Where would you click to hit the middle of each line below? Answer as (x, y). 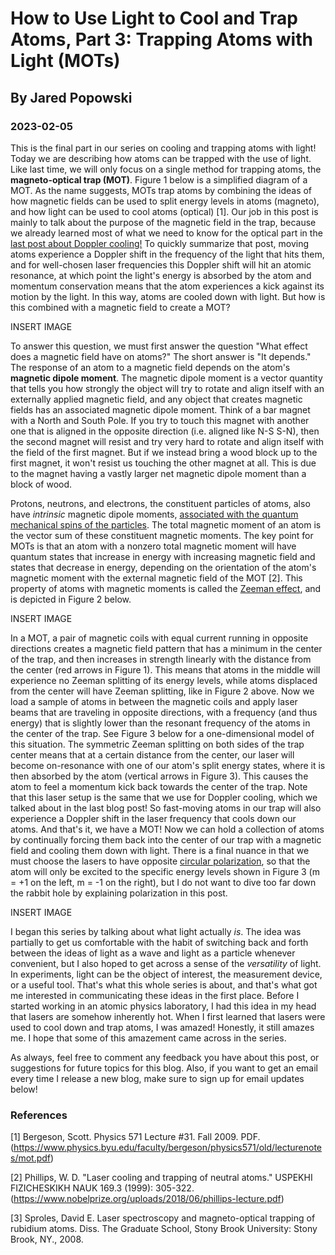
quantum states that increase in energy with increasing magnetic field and (163, 556)
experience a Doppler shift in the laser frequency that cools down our (153, 818)
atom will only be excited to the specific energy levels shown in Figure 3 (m (165, 871)
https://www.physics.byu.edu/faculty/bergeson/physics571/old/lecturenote (168, 1148)
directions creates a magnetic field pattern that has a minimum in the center (166, 648)
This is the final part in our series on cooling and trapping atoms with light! (163, 148)
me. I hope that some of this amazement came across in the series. (148, 1038)
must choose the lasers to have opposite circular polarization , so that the (160, 861)
